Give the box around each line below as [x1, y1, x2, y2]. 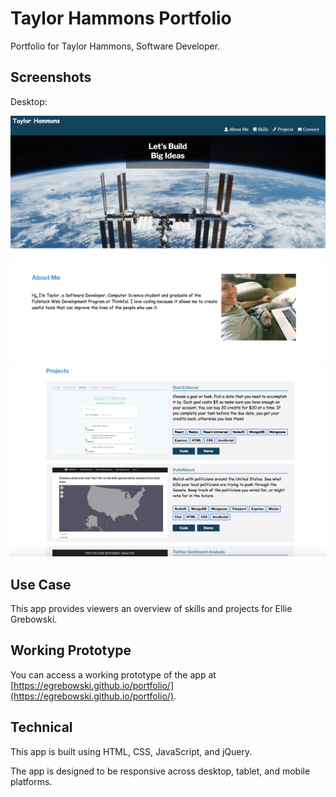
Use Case [10, 576, 72, 593]
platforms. [10, 775, 53, 787]
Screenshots [10, 69, 92, 86]
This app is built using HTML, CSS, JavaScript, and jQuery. [10, 745, 253, 757]
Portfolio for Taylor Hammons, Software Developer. [10, 40, 221, 52]
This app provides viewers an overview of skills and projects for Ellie [10, 602, 293, 614]
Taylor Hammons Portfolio [10, 7, 232, 30]
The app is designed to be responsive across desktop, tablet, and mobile [10, 765, 311, 777]
